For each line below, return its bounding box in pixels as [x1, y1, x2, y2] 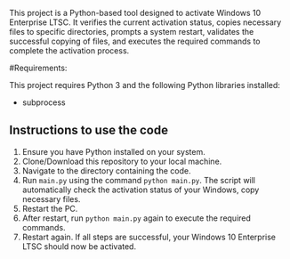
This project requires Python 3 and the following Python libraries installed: [9, 80, 280, 90]
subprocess [21, 97, 66, 108]
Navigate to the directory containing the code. [21, 165, 191, 176]
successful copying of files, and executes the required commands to [9, 36, 261, 46]
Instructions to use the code [9, 123, 169, 138]
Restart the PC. [21, 203, 78, 214]
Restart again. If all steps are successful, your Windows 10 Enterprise [21, 231, 276, 242]
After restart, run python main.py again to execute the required [21, 213, 252, 223]
